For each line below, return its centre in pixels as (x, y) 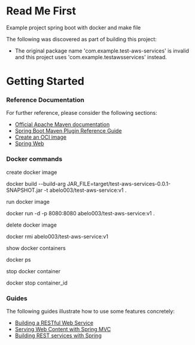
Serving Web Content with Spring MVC (63, 329)
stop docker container (33, 271)
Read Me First (41, 11)
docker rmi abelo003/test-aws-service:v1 (57, 236)
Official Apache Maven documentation (62, 124)
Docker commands (34, 159)
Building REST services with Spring (58, 335)
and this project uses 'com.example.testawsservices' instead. (91, 57)
